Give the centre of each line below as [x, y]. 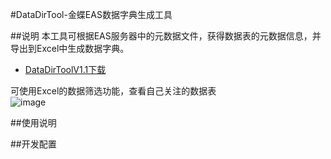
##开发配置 [33, 144]
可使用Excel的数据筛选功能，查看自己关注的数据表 [113, 91]
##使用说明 [33, 122]
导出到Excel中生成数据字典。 [70, 48]
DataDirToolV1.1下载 [65, 69]
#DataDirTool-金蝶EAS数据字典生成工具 [91, 14]
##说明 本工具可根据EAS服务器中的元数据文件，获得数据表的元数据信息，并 [166, 36]
